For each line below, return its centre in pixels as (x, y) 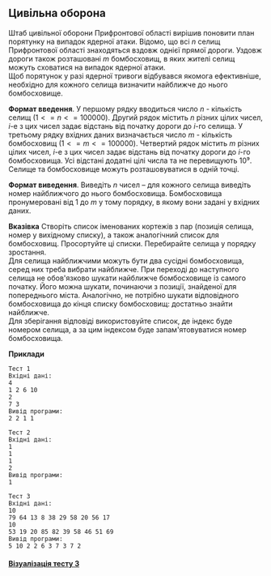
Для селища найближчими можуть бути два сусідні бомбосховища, (126, 260)
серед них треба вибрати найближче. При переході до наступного (124, 269)
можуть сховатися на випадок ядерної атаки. (87, 67)
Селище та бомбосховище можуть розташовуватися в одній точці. (124, 169)
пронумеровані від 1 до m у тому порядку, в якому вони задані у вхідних (134, 202)
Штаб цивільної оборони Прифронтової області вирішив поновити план (131, 32)
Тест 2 (19, 433)
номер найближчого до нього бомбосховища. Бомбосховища (115, 193)
